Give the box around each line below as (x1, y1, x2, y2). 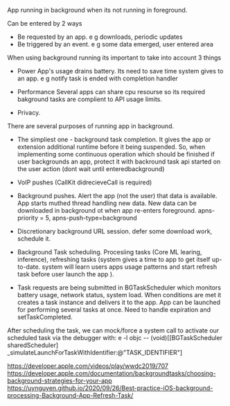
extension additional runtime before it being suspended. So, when (17, 143, 206, 151)
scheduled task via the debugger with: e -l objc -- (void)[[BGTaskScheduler (7, 334, 223, 342)
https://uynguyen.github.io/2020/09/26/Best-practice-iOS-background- (7, 384, 213, 392)
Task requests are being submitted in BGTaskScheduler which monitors (17, 283, 222, 292)
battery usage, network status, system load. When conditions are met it (17, 291, 222, 299)
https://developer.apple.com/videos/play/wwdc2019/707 (7, 362, 168, 370)
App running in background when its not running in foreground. (7, 6, 188, 14)
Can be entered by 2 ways (7, 19, 82, 27)
